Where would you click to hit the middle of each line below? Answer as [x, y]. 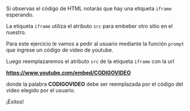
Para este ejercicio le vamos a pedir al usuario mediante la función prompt [95, 44]
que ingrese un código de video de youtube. [60, 50]
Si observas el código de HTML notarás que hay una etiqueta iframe [89, 9]
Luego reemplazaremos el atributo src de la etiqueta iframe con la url [90, 61]
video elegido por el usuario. [41, 90]
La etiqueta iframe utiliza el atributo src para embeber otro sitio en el [89, 26]
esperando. [20, 15]
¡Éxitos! [15, 102]
